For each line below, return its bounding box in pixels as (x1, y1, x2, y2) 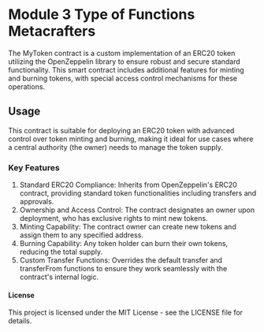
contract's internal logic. (19, 272, 99, 282)
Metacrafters (8, 22, 96, 40)
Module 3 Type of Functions (8, 6, 195, 24)
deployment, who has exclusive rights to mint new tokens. (19, 214, 208, 223)
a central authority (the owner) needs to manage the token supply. (8, 142, 223, 151)
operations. (8, 81, 46, 91)
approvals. (19, 197, 54, 207)
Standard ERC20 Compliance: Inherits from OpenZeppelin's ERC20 (19, 180, 238, 190)
